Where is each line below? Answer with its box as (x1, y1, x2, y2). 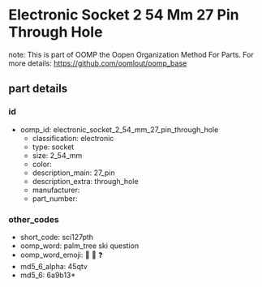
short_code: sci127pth (19, 232, 94, 242)
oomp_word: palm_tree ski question (19, 241, 140, 251)
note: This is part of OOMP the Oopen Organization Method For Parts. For (8, 49, 254, 59)
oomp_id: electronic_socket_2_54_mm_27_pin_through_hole (19, 124, 219, 135)
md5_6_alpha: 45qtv (19, 261, 88, 271)
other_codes (8, 213, 59, 225)
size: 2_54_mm (32, 150, 83, 160)
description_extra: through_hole (32, 176, 140, 186)
